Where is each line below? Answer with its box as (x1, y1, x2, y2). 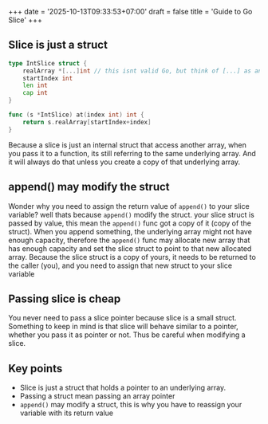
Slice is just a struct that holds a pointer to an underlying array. (19, 383, 226, 393)
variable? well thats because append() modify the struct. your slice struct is (8, 210, 255, 219)
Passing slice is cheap (8, 292, 121, 305)
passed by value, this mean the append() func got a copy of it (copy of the (8, 218, 251, 228)
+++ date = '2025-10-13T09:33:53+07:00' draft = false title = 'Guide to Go (8, 7, 253, 16)
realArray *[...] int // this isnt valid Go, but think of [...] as (22, 67, 251, 75)
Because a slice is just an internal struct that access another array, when (8, 139, 247, 150)
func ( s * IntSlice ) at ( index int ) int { (8, 111, 145, 119)
